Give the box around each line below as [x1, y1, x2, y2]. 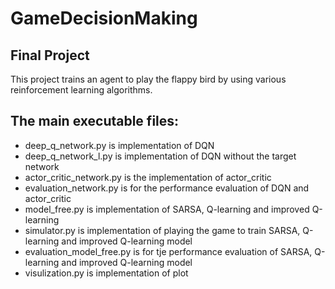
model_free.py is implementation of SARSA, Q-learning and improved [24, 203, 310, 215]
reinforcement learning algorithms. [10, 84, 153, 96]
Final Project [10, 47, 90, 64]
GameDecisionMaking [10, 7, 198, 30]
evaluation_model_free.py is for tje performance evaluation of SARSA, [24, 245, 313, 257]
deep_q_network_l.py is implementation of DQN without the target [24, 150, 297, 162]
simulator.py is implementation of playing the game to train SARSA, [24, 224, 301, 236]
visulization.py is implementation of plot [24, 267, 189, 279]
